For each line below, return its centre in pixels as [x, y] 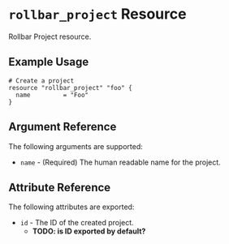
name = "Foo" [52, 95]
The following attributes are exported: [71, 207]
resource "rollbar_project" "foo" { [70, 88]
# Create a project [41, 81]
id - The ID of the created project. [77, 223]
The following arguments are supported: [76, 146]
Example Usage [49, 62]
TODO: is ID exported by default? [89, 231]
